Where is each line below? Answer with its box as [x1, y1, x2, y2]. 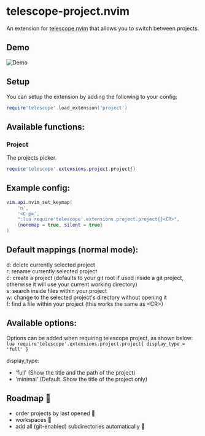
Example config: [6, 183, 71, 193]
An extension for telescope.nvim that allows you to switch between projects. [6, 25, 199, 32]
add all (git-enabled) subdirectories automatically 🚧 [15, 422, 145, 430]
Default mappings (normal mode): [6, 244, 139, 255]
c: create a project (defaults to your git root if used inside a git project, [6, 274, 184, 281]
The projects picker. [6, 154, 57, 162]
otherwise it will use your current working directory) [6, 281, 138, 288]
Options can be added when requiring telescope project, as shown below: [6, 334, 193, 341]
